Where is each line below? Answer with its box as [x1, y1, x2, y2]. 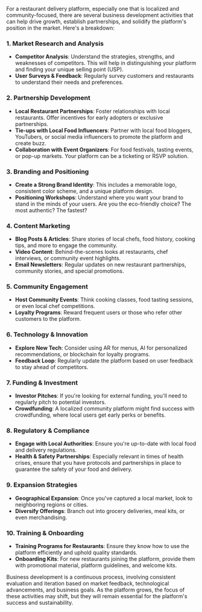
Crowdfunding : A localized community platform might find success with [14, 405, 195, 412]
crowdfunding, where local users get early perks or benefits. [14, 411, 166, 418]
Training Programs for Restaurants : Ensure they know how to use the [14, 542, 189, 549]
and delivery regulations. [14, 446, 77, 454]
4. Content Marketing [6, 221, 71, 230]
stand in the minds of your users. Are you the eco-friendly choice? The [14, 200, 192, 207]
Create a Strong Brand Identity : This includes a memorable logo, [14, 181, 177, 188]
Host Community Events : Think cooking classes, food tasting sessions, [14, 296, 194, 303]
